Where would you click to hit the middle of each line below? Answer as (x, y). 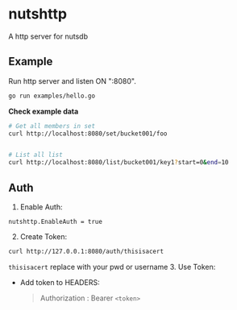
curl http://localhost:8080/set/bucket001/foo (88, 134)
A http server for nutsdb (48, 36)
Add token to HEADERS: (60, 282)
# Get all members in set (52, 126)
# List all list (35, 155)
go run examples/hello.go (52, 96)
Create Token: (43, 236)
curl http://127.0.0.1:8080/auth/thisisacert (86, 251)
